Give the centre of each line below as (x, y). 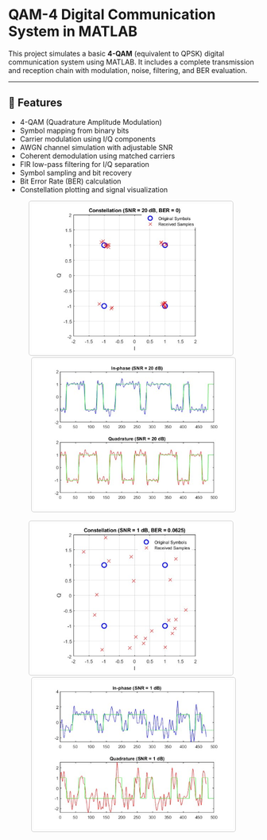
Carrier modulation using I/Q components (88, 139)
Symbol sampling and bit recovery (76, 172)
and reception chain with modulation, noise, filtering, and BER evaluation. (128, 70)
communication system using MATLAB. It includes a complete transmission (131, 62)
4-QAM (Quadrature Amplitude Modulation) (91, 122)
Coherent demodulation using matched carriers (97, 156)
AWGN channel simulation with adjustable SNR (96, 147)
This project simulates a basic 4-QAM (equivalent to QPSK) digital (116, 53)
